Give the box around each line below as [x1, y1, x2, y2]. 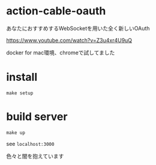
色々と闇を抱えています [6, 152, 64, 160]
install [6, 71, 38, 84]
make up [6, 130, 26, 136]
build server [6, 110, 68, 124]
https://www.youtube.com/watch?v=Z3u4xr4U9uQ [6, 36, 133, 44]
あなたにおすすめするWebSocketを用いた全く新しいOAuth [6, 25, 150, 32]
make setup [6, 90, 34, 96]
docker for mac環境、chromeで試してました [6, 49, 115, 56]
